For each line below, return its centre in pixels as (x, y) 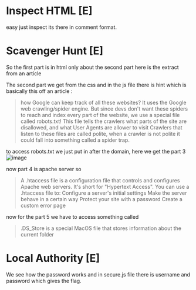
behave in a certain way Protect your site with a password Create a (102, 199)
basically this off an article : (39, 91)
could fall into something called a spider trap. (75, 140)
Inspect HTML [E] (49, 11)
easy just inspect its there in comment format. (62, 27)
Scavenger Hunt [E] (55, 51)
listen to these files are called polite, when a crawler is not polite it (100, 134)
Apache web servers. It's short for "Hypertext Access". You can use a (105, 186)
